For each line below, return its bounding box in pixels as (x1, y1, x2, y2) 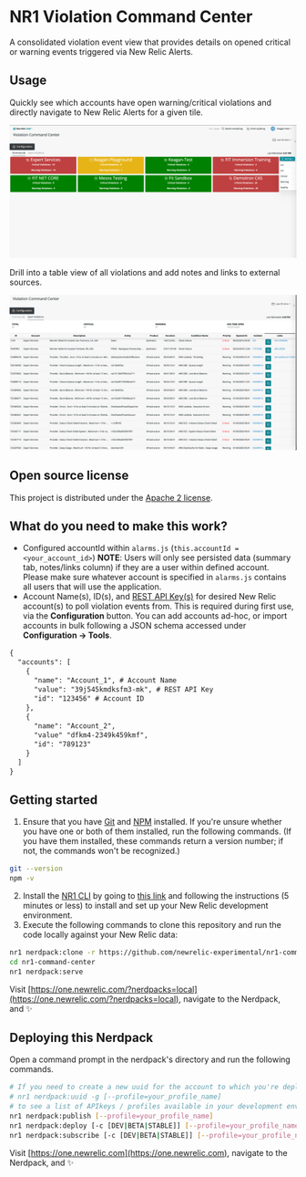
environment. (22, 910, 73, 921)
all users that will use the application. (22, 581, 162, 592)
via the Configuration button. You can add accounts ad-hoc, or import (22, 610, 288, 621)
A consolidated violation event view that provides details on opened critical (9, 36, 291, 47)
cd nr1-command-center (9, 957, 96, 966)
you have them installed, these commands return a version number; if (22, 836, 284, 847)
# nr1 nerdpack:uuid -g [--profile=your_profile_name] (9, 1092, 222, 1101)
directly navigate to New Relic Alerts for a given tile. (9, 107, 203, 118)
